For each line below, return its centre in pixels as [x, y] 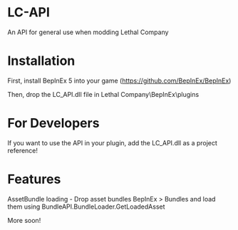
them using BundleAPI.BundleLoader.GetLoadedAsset [86, 207]
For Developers [53, 124]
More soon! [24, 220]
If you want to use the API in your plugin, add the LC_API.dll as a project [112, 142]
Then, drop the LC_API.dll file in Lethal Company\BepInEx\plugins [103, 94]
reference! [22, 150]
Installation [41, 61]
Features [34, 179]
